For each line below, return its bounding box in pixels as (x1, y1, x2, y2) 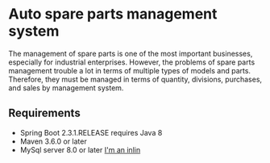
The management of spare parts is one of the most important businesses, (8, 48, 253, 58)
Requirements (8, 107, 81, 120)
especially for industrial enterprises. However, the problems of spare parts (8, 57, 255, 67)
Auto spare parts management (8, 5, 218, 23)
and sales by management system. (8, 82, 124, 93)
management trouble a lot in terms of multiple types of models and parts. (8, 65, 251, 75)
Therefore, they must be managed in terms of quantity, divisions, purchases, (8, 74, 263, 84)
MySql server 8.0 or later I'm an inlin (19, 144, 141, 154)
